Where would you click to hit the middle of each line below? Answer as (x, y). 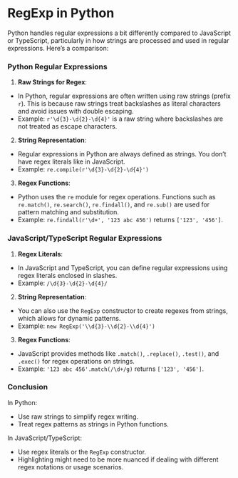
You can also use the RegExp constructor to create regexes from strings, (123, 310)
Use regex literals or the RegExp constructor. (82, 452)
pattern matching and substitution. (68, 212)
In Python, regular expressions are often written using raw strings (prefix (124, 96)
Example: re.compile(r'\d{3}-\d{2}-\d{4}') (83, 169)
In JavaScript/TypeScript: (45, 438)
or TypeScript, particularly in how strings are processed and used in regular (118, 40)
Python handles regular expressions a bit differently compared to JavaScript (119, 33)
